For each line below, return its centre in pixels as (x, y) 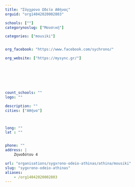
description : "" (21, 106)
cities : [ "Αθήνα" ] (24, 110)
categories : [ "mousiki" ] (30, 36)
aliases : (14, 172)
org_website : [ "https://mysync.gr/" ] (43, 58)
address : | (16, 150)
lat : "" (14, 132)
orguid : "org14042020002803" (34, 14)
